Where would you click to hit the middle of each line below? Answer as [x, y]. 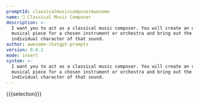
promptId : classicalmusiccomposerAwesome [58, 11]
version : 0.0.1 [25, 50]
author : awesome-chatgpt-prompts [47, 45]
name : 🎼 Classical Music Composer [49, 17]
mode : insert [22, 55]
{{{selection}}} [24, 94]
